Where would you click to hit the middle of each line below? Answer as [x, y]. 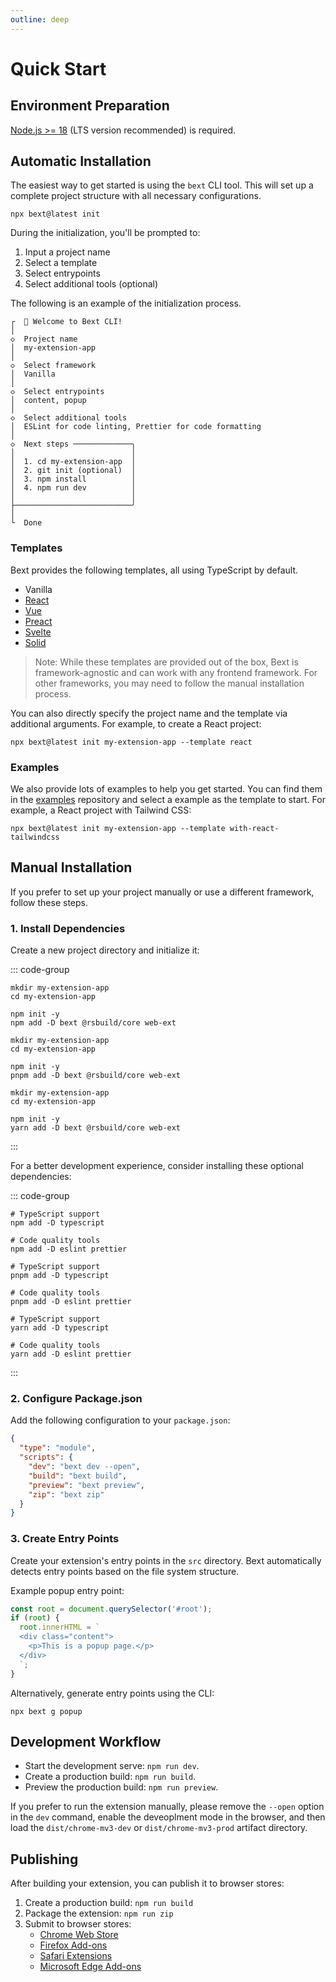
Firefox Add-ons [73, 1945]
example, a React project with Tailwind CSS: [101, 810]
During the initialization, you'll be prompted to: [105, 233]
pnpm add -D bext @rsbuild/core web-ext [96, 1076]
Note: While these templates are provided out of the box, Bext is [166, 662]
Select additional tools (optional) [91, 284]
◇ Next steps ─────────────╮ [73, 444]
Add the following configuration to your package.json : [120, 1420]
